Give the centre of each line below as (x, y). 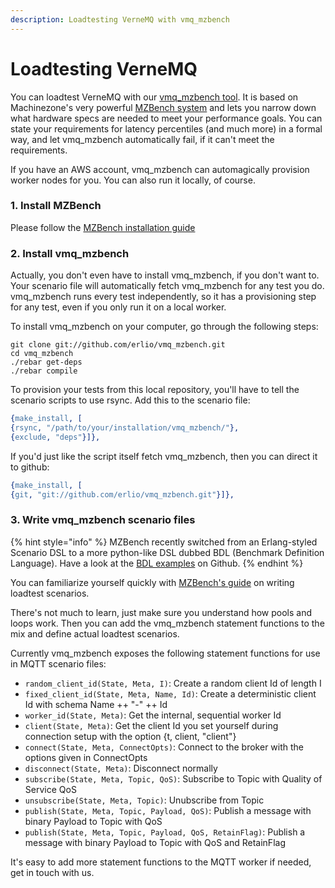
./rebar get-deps (46, 362)
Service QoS (50, 789)
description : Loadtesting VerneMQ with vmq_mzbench (120, 19)
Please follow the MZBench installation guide (103, 227)
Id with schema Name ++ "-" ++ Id (96, 704)
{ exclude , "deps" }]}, (55, 437)
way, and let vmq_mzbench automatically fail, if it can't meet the (142, 139)
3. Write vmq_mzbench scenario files (103, 520)
